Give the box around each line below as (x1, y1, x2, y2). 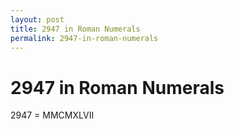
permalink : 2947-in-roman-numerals (10, 33, 159, 43)
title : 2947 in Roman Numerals (10, 24, 141, 34)
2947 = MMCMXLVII (10, 109, 95, 121)
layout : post (10, 14, 65, 25)
